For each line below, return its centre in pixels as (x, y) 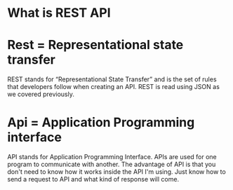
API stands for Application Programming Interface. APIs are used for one (112, 157)
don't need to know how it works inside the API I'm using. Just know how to (116, 172)
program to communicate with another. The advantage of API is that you (112, 164)
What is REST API (59, 13)
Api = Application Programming (101, 122)
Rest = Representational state (95, 45)
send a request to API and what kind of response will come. (93, 179)
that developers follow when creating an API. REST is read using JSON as (113, 87)
